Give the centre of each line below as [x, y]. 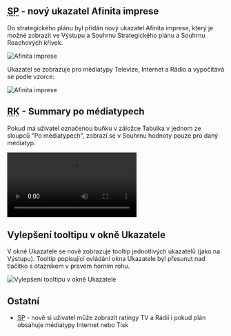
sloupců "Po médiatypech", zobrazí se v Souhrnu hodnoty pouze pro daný [113, 135]
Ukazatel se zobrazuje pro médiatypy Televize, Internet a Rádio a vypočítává [116, 69]
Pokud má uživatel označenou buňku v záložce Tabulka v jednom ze [104, 128]
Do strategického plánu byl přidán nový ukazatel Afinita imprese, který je [110, 28]
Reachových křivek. [35, 42]
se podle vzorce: [31, 76]
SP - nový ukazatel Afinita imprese [83, 11]
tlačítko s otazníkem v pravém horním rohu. [69, 266]
